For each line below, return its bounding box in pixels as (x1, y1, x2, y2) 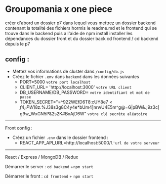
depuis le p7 (5, 41, 31, 46)
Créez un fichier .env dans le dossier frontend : (12, 135, 109, 140)
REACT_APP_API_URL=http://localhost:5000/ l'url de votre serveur (19, 139, 160, 145)
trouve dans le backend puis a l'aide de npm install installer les (5, 30, 132, 36)
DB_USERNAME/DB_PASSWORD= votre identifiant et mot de (19, 89, 150, 95)
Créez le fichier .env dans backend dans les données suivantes (12, 73, 139, 80)
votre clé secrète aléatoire (87, 111, 147, 117)
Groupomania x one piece (5, 3, 113, 15)
